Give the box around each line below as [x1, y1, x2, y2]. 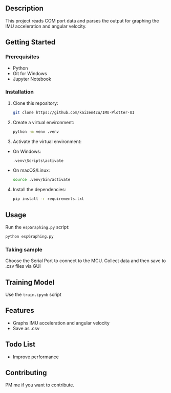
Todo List [5, 340, 36, 349]
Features [5, 306, 34, 315]
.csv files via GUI [5, 263, 41, 269]
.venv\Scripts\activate [12, 158, 64, 163]
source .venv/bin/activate [12, 177, 71, 182]
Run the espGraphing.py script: [5, 224, 70, 230]
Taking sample [5, 246, 42, 253]
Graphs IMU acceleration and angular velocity [12, 319, 110, 326]
